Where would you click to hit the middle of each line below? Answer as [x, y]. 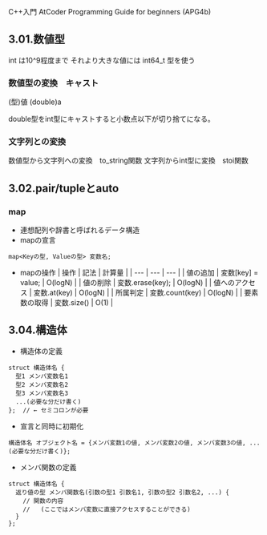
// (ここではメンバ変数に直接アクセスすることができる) [107, 509]
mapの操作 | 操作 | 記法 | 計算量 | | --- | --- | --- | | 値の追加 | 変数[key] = [139, 273]
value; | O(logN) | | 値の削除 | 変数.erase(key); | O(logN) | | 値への [127, 283]
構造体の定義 [41, 351]
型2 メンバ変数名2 [42, 384]
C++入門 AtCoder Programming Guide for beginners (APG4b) [110, 12]
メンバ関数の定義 [48, 467]
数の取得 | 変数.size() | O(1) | [67, 303]
